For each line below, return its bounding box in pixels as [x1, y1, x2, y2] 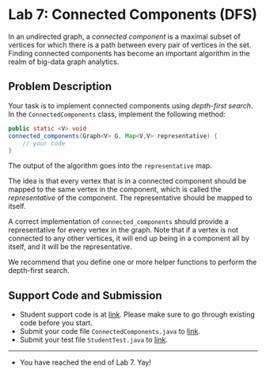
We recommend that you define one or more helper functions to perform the [8, 257, 257, 267]
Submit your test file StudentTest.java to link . [19, 335, 168, 345]
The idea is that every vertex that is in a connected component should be [8, 176, 247, 186]
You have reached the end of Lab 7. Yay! [19, 358, 152, 367]
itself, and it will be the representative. [8, 242, 132, 252]
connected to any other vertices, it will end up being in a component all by [8, 233, 250, 243]
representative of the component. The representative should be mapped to [8, 193, 253, 203]
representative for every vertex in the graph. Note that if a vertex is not [8, 225, 239, 235]
